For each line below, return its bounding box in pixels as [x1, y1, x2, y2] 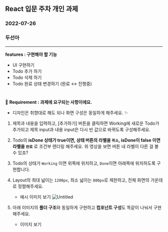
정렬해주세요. [17, 183, 43, 189]
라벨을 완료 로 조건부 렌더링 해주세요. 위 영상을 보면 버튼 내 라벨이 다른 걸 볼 [12, 143, 159, 149]
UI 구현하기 [12, 62, 35, 68]
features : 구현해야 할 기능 [5, 51, 57, 57]
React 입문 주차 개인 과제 [5, 4, 78, 13]
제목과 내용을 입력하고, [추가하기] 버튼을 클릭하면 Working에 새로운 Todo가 [12, 120, 159, 126]
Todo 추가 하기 [12, 68, 42, 74]
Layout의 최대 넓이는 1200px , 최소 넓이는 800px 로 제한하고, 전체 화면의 [12, 177, 149, 183]
